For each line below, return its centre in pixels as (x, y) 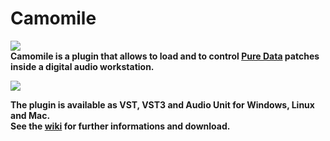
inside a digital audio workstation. (82, 66)
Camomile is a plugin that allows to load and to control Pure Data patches (165, 56)
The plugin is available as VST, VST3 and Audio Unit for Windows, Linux (162, 104)
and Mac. (30, 115)
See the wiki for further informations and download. (120, 126)
